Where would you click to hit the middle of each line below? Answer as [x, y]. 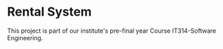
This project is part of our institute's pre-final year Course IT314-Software [112, 31]
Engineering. [25, 37]
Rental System [50, 12]
